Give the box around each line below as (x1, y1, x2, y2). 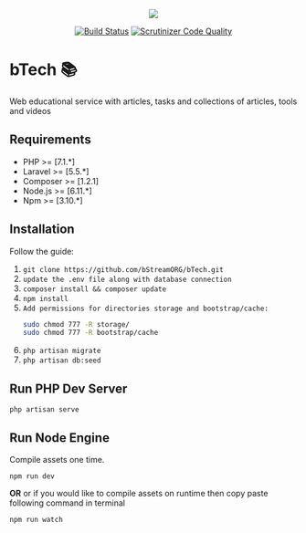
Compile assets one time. (9, 454, 105, 465)
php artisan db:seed (22, 356, 101, 365)
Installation (9, 222, 75, 237)
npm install (22, 294, 69, 303)
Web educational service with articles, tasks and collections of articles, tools (9, 96, 298, 107)
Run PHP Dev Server (9, 381, 128, 396)
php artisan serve (9, 405, 79, 414)
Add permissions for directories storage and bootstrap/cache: (22, 304, 269, 313)
